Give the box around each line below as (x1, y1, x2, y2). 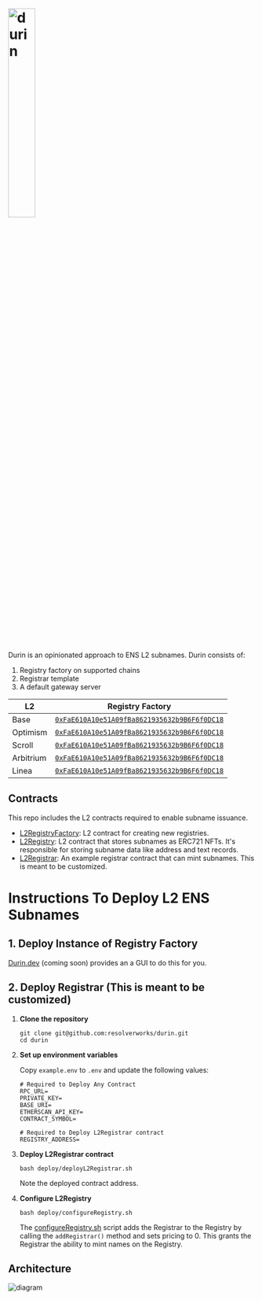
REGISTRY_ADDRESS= (19, 1136, 80, 1143)
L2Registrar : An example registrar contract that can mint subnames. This (19, 853, 255, 862)
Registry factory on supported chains (19, 665, 140, 674)
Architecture (8, 1261, 72, 1275)
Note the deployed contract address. (19, 1178, 139, 1187)
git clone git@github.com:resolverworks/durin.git (19, 1029, 189, 1037)
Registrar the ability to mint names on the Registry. (19, 1239, 183, 1249)
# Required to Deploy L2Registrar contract (19, 1128, 165, 1136)
